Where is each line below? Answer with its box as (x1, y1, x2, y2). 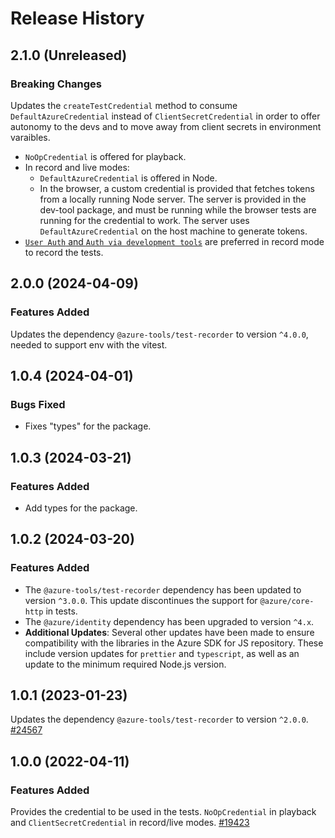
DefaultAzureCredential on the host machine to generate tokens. (39, 225, 308, 237)
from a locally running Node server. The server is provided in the (39, 193, 307, 205)
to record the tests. (24, 246, 104, 258)
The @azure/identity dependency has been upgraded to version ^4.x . (24, 615, 315, 627)
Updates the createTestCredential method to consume (10, 99, 238, 111)
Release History (10, 7, 145, 30)
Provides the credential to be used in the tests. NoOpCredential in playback (10, 806, 317, 818)
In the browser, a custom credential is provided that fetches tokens (39, 182, 315, 194)
